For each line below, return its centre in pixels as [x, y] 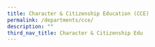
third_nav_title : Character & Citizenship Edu [75, 33]
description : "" [30, 26]
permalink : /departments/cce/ [51, 20]
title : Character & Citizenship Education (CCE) [78, 13]
